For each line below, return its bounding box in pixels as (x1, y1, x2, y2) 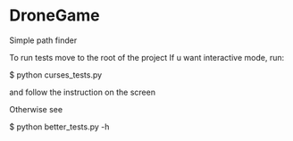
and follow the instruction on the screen (9, 87, 156, 97)
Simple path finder (9, 35, 78, 46)
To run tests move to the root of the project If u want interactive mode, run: (9, 52, 284, 62)
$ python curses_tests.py (9, 69, 103, 80)
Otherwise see (9, 104, 63, 114)
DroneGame (9, 5, 100, 26)
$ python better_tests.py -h (9, 121, 110, 132)
